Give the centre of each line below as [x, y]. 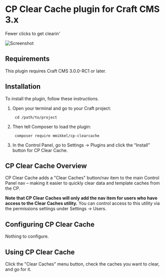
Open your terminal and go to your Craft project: [62, 108]
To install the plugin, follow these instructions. [52, 99]
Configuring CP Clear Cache [50, 224]
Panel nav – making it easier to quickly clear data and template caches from [82, 183]
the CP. [13, 188]
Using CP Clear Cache [40, 252]
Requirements [27, 59]
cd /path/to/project [36, 117]
